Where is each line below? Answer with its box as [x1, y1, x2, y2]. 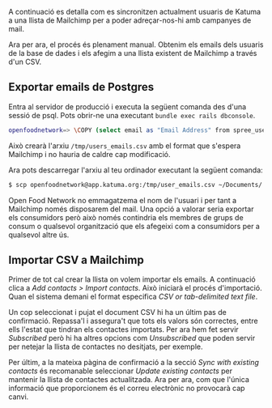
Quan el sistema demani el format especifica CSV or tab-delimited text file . [8, 291, 258, 302]
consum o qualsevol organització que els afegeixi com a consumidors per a [8, 221, 261, 231]
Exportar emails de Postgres [8, 80, 155, 94]
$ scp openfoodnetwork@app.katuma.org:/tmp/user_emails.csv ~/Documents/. [8, 181, 266, 189]
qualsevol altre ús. [8, 230, 70, 240]
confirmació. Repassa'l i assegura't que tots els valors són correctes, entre [8, 316, 258, 326]
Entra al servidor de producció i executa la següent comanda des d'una [8, 101, 247, 112]
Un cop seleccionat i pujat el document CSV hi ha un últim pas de [8, 308, 227, 317]
